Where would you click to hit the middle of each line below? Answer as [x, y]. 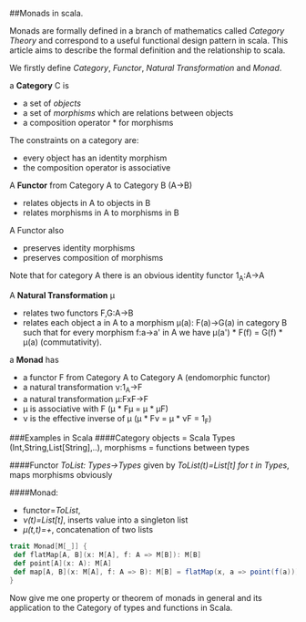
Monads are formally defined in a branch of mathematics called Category [147, 31]
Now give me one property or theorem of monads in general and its [136, 597]
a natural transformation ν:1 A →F [82, 388]
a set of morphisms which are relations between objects [128, 113]
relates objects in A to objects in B [87, 203]
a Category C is [40, 85]
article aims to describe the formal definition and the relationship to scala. [148, 50]
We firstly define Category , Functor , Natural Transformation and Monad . [146, 68]
